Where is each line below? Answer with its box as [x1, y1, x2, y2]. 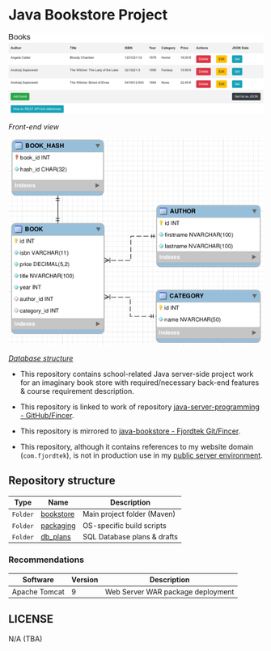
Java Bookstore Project [8, 6, 168, 24]
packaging [40, 520, 76, 531]
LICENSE [8, 612, 54, 626]
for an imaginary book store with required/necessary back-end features [19, 378, 260, 387]
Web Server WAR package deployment [104, 586, 235, 596]
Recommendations [8, 554, 85, 565]
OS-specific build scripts [82, 520, 167, 531]
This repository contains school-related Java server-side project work [19, 369, 254, 378]
